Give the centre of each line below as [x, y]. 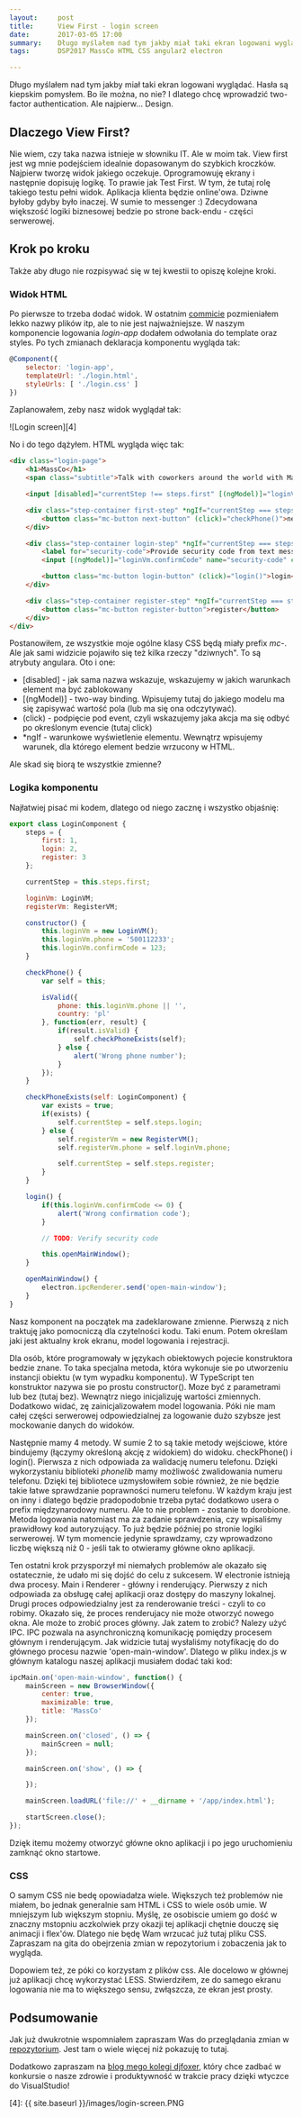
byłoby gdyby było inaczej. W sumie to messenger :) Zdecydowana [133, 201]
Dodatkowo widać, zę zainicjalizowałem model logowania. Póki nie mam [142, 1405]
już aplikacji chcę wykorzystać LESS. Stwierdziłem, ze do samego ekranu [145, 1980]
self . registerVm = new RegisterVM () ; [128, 1139]
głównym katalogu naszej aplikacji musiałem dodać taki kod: [121, 1661]
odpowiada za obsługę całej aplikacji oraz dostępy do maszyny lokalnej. [143, 1594]
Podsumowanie [54, 2017]
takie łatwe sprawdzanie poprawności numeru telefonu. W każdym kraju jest [151, 1490]
